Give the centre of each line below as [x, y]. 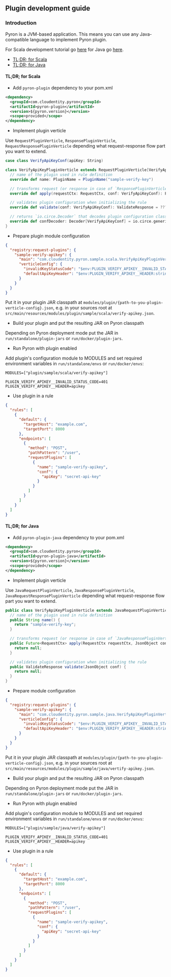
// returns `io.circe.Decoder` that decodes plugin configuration [82, 217]
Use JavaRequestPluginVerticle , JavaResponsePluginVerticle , [70, 590]
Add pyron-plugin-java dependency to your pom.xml [68, 537]
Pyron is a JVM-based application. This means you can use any [72, 34]
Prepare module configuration [44, 691]
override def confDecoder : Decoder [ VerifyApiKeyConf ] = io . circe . [82, 222]
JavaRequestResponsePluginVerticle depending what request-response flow [85, 595]
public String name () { [35, 620]
